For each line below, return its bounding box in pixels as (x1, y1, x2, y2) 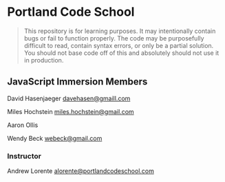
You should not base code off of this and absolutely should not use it (23, 49, 219, 57)
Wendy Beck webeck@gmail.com (7, 134, 103, 142)
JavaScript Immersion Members (7, 76, 148, 88)
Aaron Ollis (7, 121, 39, 129)
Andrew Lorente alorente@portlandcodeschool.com (7, 167, 155, 175)
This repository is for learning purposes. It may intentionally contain (23, 27, 216, 35)
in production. (23, 56, 64, 64)
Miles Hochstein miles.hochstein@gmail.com (7, 107, 134, 115)
